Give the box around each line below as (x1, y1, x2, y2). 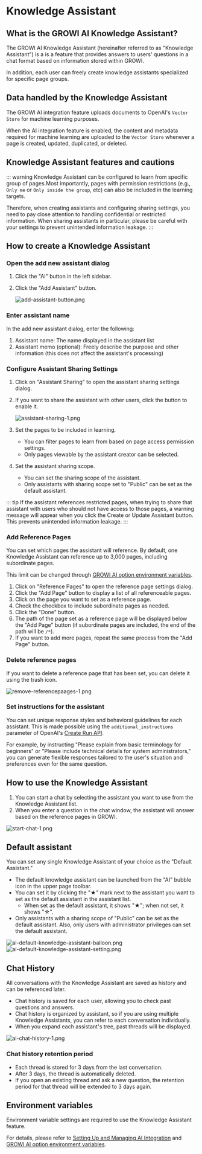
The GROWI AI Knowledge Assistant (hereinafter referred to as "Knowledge (6, 44, 194, 51)
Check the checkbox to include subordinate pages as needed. (14, 602, 170, 609)
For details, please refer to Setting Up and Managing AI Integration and (6, 1134, 182, 1142)
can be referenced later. (6, 986, 66, 993)
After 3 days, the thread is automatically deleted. (14, 1070, 136, 1077)
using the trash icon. (6, 676, 57, 683)
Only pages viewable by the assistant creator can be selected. (24, 450, 179, 458)
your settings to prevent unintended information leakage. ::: (6, 223, 154, 231)
